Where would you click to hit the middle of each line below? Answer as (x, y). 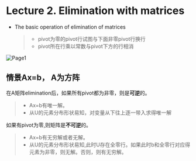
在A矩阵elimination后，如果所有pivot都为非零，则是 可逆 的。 (78, 93)
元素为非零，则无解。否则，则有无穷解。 (78, 152)
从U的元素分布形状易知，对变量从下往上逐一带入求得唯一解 (100, 113)
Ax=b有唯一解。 (49, 105)
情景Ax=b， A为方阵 (43, 78)
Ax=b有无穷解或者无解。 (59, 137)
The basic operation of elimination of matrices (70, 27)
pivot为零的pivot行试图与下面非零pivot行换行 (92, 38)
